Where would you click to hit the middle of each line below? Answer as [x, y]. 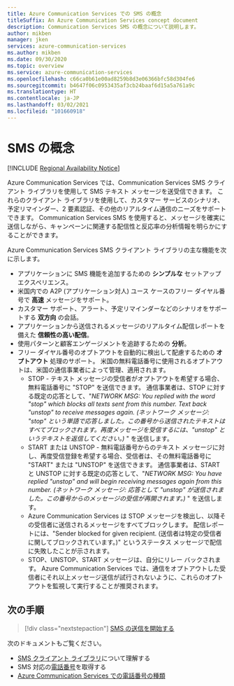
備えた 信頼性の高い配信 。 [55, 335]
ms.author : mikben [34, 53]
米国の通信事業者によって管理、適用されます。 [103, 370]
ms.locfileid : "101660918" [46, 111]
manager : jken [28, 40]
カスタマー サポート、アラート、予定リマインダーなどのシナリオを [113, 308]
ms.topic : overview [36, 66]
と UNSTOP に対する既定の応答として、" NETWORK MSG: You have [125, 473]
